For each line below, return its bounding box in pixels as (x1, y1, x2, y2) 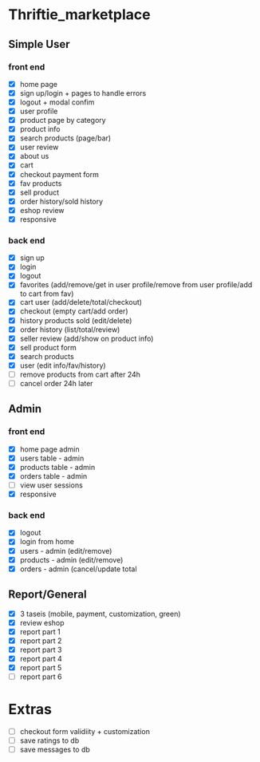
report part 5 (19, 662, 62, 672)
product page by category (19, 116, 106, 125)
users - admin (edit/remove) (19, 546, 112, 555)
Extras (8, 701, 52, 719)
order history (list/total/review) (19, 325, 120, 334)
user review (19, 142, 59, 152)
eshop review (19, 205, 65, 215)
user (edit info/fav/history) (19, 361, 106, 370)
